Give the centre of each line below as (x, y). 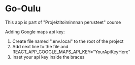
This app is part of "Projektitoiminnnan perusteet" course (63, 22)
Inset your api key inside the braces (48, 57)
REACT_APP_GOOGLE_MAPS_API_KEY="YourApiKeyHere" (71, 52)
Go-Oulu (23, 9)
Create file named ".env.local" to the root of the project (68, 41)
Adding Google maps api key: (35, 32)
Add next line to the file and (40, 46)
